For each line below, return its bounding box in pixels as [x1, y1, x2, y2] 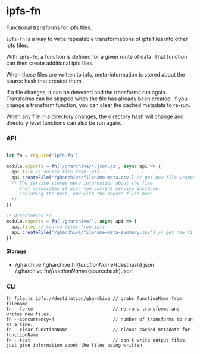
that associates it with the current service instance [19, 185, 159, 191]
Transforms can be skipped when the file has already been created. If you [6, 95, 187, 102]
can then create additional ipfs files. [6, 59, 94, 67]
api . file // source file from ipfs [11, 169, 100, 175]
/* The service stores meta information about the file [11, 180, 153, 186]
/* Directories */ [6, 213, 52, 219]
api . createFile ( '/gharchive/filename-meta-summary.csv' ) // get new [11, 229, 185, 235]
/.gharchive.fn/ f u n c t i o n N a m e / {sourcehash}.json [14, 267, 133, 274]
